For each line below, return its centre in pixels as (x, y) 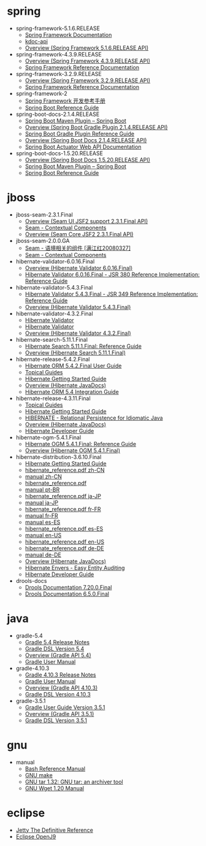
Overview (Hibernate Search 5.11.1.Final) (75, 352)
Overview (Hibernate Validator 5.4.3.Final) (78, 307)
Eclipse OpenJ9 (36, 836)
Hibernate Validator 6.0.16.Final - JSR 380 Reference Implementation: (112, 274)
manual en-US (43, 535)
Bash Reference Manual (55, 769)
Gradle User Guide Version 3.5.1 (65, 707)
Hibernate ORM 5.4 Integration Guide (72, 391)
